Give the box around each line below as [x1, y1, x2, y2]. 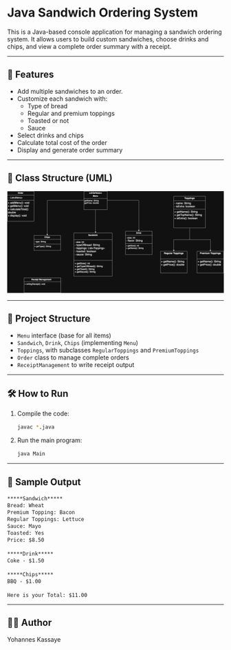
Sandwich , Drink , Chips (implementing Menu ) [16, 338, 139, 346]
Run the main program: [16, 436, 82, 444]
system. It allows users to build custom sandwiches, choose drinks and [7, 35, 209, 43]
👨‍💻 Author [7, 617, 52, 629]
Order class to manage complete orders [16, 353, 129, 362]
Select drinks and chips [16, 131, 84, 139]
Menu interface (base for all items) [16, 331, 111, 339]
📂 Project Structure [7, 313, 91, 325]
